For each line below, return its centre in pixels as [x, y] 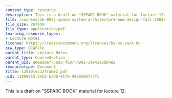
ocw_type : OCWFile [25, 48]
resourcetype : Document [31, 67]
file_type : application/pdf [35, 29]
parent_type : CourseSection [35, 57]
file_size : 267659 [25, 24]
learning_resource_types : [33, 34]
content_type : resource [31, 10]
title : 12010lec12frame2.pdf [36, 72]
